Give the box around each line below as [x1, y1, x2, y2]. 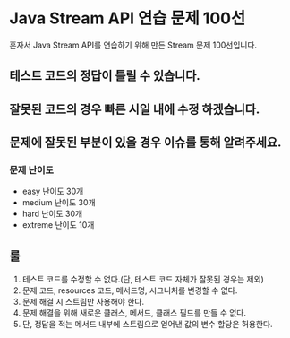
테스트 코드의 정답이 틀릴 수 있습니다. [9, 68, 200, 83]
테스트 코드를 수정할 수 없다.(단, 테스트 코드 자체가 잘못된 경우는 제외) [21, 274, 264, 285]
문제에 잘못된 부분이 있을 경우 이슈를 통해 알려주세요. [9, 135, 282, 151]
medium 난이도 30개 [21, 197, 96, 208]
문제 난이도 [9, 164, 55, 177]
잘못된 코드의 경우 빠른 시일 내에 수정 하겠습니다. [9, 101, 260, 117]
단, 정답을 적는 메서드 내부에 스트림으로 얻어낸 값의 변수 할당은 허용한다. [21, 319, 273, 330]
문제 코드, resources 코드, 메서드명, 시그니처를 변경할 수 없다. [21, 285, 238, 296]
